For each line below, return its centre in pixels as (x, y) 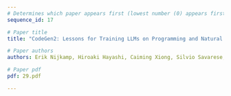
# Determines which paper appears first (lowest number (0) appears (107, 13)
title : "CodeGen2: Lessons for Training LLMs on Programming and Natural (115, 38)
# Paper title (27, 32)
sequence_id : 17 (30, 20)
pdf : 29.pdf (24, 76)
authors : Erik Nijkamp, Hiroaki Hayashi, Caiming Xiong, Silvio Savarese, (117, 58)
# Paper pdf (24, 70)
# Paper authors (30, 51)
